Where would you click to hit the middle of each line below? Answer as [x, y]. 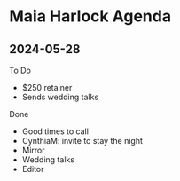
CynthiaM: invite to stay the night [82, 141]
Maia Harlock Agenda [90, 16]
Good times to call [55, 131]
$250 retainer [47, 87]
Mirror [34, 150]
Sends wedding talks [60, 97]
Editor [33, 169]
